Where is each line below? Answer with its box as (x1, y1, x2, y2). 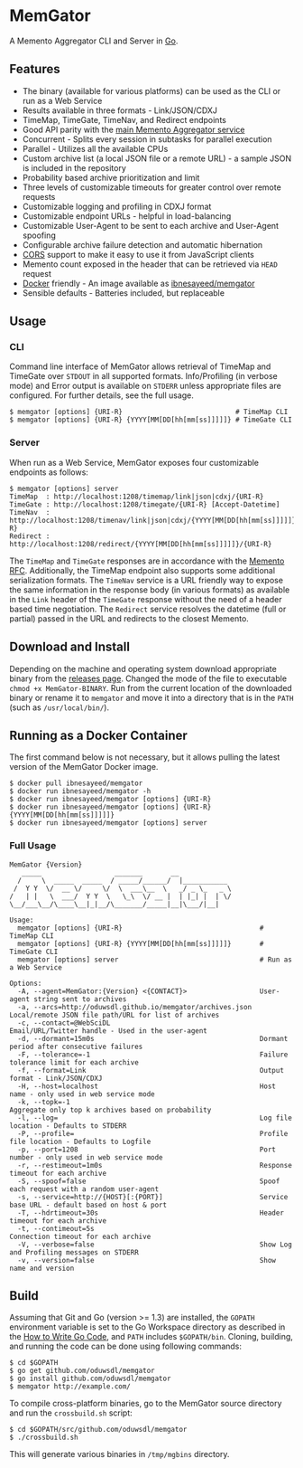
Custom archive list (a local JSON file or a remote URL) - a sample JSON (22, 153, 292, 164)
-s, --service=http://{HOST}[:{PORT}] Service (17, 1192, 289, 1201)
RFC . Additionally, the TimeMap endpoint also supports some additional (9, 564, 276, 575)
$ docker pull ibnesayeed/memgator (9, 779, 143, 788)
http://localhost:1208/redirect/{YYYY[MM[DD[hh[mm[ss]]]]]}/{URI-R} (9, 539, 272, 548)
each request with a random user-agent (9, 1184, 160, 1194)
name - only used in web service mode (9, 1089, 155, 1099)
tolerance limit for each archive (9, 1057, 140, 1067)
